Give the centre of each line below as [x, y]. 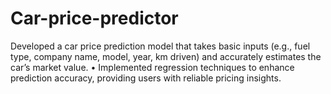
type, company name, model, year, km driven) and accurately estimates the [166, 56]
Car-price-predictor [94, 18]
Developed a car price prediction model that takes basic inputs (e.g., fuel [160, 46]
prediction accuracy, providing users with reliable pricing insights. [146, 78]
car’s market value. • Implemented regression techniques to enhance [152, 67]
